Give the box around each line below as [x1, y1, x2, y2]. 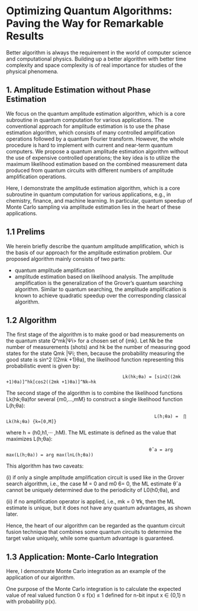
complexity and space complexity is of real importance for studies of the [6, 61, 183, 69]
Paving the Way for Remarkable [6, 17, 164, 30]
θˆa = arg [148, 447, 173, 453]
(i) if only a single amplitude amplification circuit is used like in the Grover [6, 474, 184, 481]
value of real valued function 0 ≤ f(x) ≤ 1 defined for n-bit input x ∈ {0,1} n [6, 591, 186, 599]
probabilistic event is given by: [6, 363, 80, 370]
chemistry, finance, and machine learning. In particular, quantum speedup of [6, 197, 193, 204]
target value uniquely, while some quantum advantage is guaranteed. [6, 535, 174, 542]
